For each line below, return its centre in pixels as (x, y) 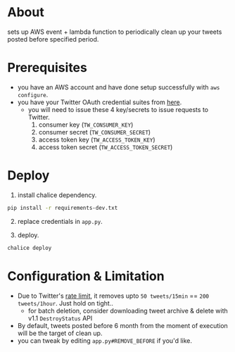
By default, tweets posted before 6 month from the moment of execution (123, 325)
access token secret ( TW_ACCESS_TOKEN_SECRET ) (106, 147)
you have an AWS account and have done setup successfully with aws (119, 87)
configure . (33, 94)
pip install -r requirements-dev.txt (63, 208)
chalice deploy (30, 248)
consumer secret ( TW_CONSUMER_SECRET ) (95, 132)
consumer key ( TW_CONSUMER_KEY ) (86, 125)
